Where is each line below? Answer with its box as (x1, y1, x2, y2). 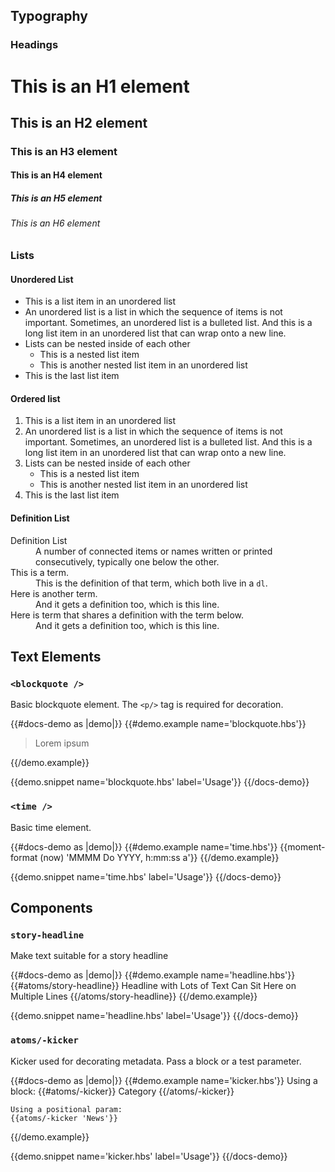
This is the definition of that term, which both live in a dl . (35, 577, 268, 589)
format (10, 851, 38, 863)
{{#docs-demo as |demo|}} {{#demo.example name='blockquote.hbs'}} (10, 718, 307, 730)
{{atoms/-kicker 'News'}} (10, 1113, 118, 1123)
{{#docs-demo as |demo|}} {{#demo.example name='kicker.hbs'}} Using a (10, 1074, 318, 1086)
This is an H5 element (10, 192, 103, 204)
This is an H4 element (10, 169, 103, 181)
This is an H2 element (10, 114, 148, 131)
